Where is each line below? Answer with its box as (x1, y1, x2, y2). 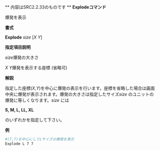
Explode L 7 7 (5, 141, 34, 146)
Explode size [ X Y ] (5, 34, 43, 40)
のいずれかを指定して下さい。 (5, 117, 64, 123)
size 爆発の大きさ (5, 55, 39, 60)
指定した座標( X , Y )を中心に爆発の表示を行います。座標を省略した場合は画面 (5, 85, 155, 91)
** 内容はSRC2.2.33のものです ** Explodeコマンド (5, 4, 107, 10)
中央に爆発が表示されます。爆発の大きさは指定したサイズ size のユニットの (5, 91, 154, 97)
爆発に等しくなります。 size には (5, 97, 69, 103)
